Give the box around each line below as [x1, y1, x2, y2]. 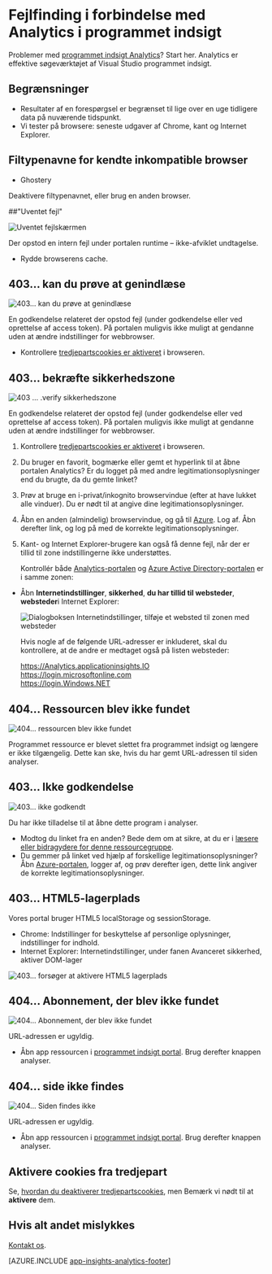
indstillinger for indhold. [19, 937, 100, 947]
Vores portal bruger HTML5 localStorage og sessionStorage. [8, 913, 211, 923]
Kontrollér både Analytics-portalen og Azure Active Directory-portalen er [19, 564, 264, 574]
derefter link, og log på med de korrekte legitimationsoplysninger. [19, 523, 240, 534]
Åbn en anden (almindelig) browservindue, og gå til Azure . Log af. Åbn [19, 515, 256, 525]
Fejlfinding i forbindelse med [8, 6, 206, 24]
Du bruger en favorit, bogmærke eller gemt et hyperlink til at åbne [19, 457, 241, 467]
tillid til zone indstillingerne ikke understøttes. [19, 548, 172, 558]
